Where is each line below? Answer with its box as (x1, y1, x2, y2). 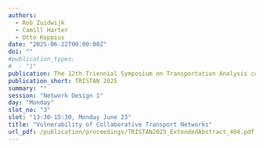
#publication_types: (8, 56, 76, 63)
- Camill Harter (15, 26, 68, 34)
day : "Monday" (8, 99, 55, 106)
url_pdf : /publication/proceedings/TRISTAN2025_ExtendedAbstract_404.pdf (8, 128, 255, 135)
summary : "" (8, 84, 47, 92)
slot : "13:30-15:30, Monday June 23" (8, 114, 132, 121)
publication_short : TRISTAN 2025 (8, 77, 118, 85)
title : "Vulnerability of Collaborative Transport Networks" (8, 121, 213, 128)
